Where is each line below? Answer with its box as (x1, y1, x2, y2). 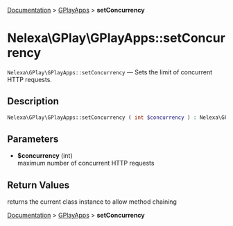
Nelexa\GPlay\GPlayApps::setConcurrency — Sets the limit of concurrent (7, 67, 213, 76)
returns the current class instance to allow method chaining (7, 197, 177, 206)
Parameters (7, 134, 59, 145)
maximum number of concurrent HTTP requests (17, 159, 155, 168)
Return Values (7, 179, 70, 191)
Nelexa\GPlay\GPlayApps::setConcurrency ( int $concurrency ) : (7, 114, 197, 121)
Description (7, 95, 59, 107)
